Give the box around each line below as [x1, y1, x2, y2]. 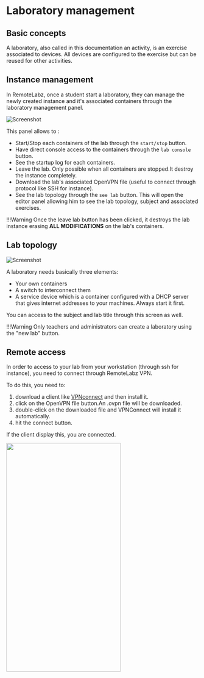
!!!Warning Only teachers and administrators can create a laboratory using [6, 323, 192, 330]
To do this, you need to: [6, 382, 66, 389]
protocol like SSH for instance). [15, 184, 94, 192]
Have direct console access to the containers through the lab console [15, 146, 191, 153]
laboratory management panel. [6, 104, 84, 111]
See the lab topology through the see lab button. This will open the [15, 191, 184, 198]
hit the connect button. [15, 419, 73, 427]
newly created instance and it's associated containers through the [6, 97, 172, 104]
